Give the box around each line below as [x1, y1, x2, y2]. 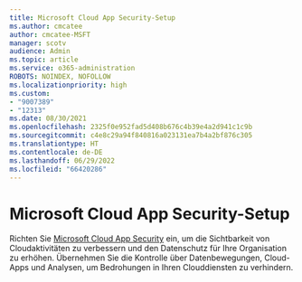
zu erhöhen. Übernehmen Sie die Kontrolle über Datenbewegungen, [9, 252, 262, 263]
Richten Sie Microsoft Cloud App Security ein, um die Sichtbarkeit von [9, 233, 270, 244]
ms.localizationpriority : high [9, 80, 127, 89]
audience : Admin [9, 47, 71, 56]
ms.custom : [9, 89, 51, 98]
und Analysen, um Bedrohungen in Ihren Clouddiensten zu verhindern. [31, 262, 294, 273]
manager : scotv [9, 38, 67, 48]
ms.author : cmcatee [9, 22, 83, 31]
